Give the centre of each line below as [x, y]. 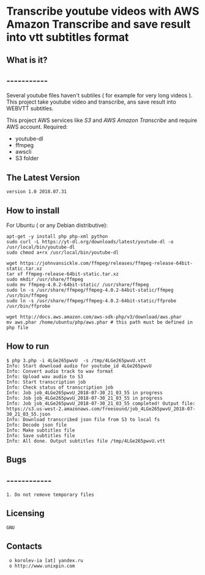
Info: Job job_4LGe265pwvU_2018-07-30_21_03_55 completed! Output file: [101, 403]
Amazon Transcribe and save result [99, 24]
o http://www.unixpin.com [42, 566]
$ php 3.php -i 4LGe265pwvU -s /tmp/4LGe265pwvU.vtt [76, 360]
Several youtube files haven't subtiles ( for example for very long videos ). [99, 96]
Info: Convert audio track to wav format [60, 371]
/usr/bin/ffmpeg [27, 295]
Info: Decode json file [37, 425]
